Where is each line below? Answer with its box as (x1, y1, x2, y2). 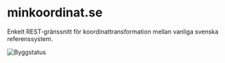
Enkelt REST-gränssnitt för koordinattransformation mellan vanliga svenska (7, 27, 219, 36)
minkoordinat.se (7, 5, 103, 21)
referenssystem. (7, 34, 54, 42)
